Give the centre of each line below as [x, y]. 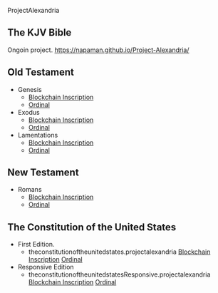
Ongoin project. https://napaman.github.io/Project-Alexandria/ [99, 50]
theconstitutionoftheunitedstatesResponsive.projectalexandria [119, 274]
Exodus [29, 112]
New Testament [43, 173]
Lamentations [38, 135]
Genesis [30, 89]
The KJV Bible [40, 32]
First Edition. [36, 245]
